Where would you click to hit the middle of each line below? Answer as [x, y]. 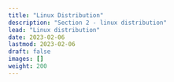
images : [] [26, 59]
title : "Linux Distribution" [56, 15]
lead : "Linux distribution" [54, 30]
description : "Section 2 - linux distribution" [88, 23]
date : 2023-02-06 [37, 37]
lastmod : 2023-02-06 [42, 45]
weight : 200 [28, 66]
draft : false [30, 52]
